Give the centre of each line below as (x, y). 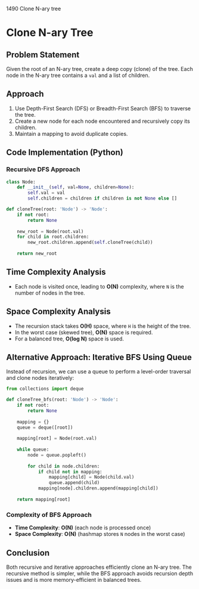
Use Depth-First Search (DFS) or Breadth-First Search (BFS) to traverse (103, 108)
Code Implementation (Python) (65, 152)
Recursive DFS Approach (43, 169)
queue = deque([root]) (45, 427)
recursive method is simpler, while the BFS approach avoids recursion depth (100, 573)
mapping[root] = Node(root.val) (57, 438)
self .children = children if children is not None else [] (102, 199)
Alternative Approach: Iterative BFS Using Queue (99, 357)
